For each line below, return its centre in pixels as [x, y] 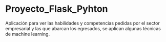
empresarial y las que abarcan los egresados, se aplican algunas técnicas [83, 28]
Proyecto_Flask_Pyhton [57, 9]
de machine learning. [28, 34]
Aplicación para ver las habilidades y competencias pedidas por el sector [82, 23]
